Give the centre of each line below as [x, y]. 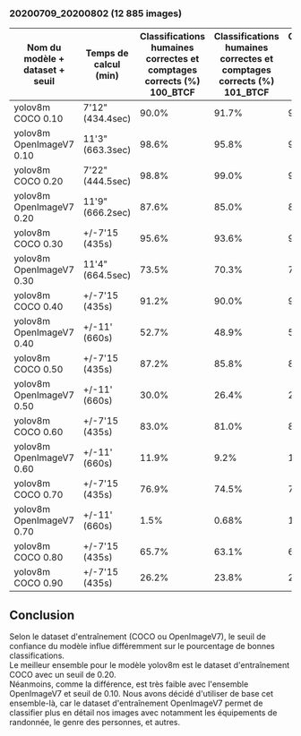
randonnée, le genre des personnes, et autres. [95, 723]
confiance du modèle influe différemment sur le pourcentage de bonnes [142, 646]
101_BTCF [246, 92]
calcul [107, 64]
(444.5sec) [107, 182]
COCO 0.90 [39, 583]
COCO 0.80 [39, 558]
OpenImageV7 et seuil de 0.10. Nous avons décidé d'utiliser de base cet [142, 694]
